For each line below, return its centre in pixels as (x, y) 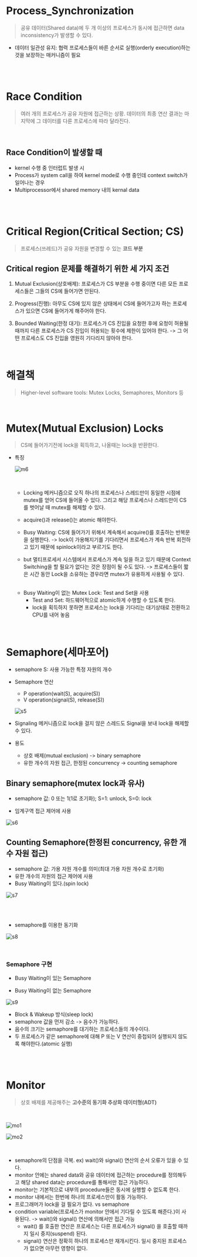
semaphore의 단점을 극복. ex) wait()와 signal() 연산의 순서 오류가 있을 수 (98, 1160)
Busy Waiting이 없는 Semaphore (53, 991)
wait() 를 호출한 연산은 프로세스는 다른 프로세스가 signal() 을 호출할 (100, 1226)
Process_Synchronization (70, 11)
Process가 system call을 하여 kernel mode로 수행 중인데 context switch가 (101, 175)
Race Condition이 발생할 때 (54, 153)
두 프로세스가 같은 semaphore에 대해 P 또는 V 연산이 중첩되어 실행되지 (96, 1036)
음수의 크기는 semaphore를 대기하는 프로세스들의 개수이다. (82, 1029)
